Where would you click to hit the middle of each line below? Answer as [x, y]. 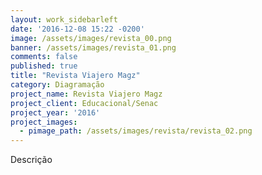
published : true [44, 66]
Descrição [31, 160]
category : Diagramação [57, 85]
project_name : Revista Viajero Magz [86, 94]
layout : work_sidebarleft [64, 19]
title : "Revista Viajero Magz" [75, 76]
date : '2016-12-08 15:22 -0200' [77, 29]
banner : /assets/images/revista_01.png [93, 47]
